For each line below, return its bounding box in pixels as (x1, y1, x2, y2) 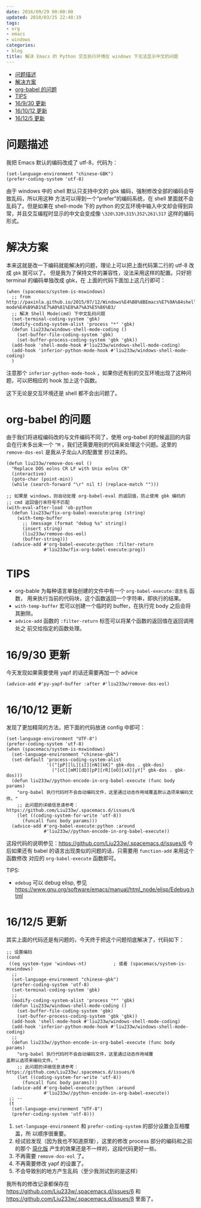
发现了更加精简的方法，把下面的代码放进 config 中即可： (6, 724, 145, 731)
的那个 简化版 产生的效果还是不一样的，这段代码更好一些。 (14, 1145, 160, 1152)
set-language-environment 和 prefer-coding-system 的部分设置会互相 (14, 1123, 185, 1130)
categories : (6, 43, 36, 49)
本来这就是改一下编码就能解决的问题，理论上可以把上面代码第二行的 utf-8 (6, 262, 188, 269)
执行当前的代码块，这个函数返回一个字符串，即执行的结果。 (37, 595, 184, 602)
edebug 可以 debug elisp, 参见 (14, 879, 87, 886)
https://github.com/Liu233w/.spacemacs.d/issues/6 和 (6, 1188, 141, 1195)
